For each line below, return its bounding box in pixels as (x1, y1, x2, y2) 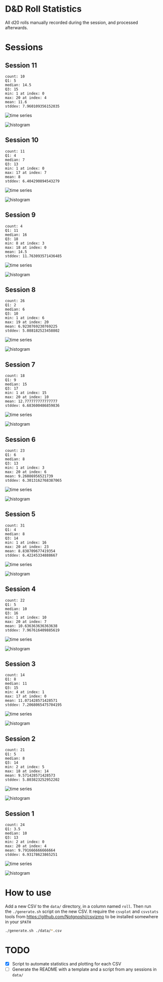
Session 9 (5, 211, 36, 219)
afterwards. (5, 24, 28, 30)
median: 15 (5, 382, 27, 387)
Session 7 (5, 360, 36, 369)
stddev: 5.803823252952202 (5, 777, 60, 782)
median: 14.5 (5, 82, 32, 87)
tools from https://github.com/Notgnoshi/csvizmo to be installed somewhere (5, 914, 158, 919)
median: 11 (5, 681, 27, 686)
